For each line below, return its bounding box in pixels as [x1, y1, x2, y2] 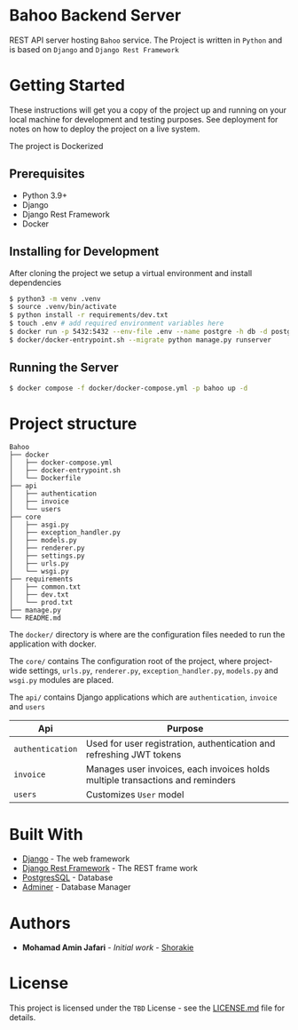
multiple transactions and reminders [85, 774, 237, 787]
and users [9, 701, 46, 712]
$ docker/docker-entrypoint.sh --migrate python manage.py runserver [9, 335, 272, 345]
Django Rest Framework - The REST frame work [21, 863, 198, 874]
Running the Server [9, 360, 119, 376]
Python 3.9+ [21, 190, 68, 201]
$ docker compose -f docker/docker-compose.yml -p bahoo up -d [9, 384, 248, 392]
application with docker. [9, 638, 97, 649]
